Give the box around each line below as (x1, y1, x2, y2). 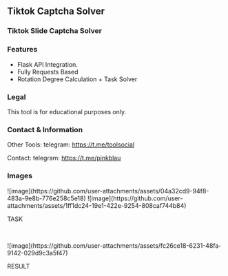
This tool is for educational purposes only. (7, 107, 127, 116)
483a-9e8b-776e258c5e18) (7, 194, 86, 202)
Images (7, 171, 33, 181)
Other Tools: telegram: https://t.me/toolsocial (7, 140, 135, 149)
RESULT (7, 262, 30, 270)
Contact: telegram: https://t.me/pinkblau (7, 154, 121, 162)
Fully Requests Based (17, 67, 79, 76)
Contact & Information (7, 125, 83, 134)
